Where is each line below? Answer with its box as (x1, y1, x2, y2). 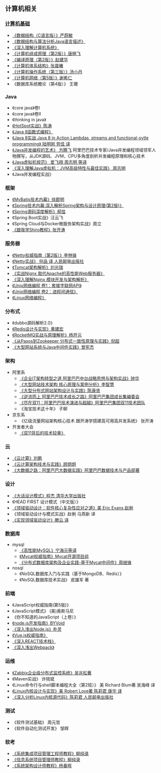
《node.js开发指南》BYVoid (12, 620, 65, 626)
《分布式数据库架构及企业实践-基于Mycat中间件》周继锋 (19, 559, 132, 565)
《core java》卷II (12, 111, 41, 116)
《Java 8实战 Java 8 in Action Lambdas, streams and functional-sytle (12, 135, 149, 141)
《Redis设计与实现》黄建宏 (12, 326, 64, 331)
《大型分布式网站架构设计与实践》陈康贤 (19, 388, 100, 394)
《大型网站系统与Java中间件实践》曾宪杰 (12, 344, 95, 350)
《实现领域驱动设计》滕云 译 (12, 517, 69, 523)
